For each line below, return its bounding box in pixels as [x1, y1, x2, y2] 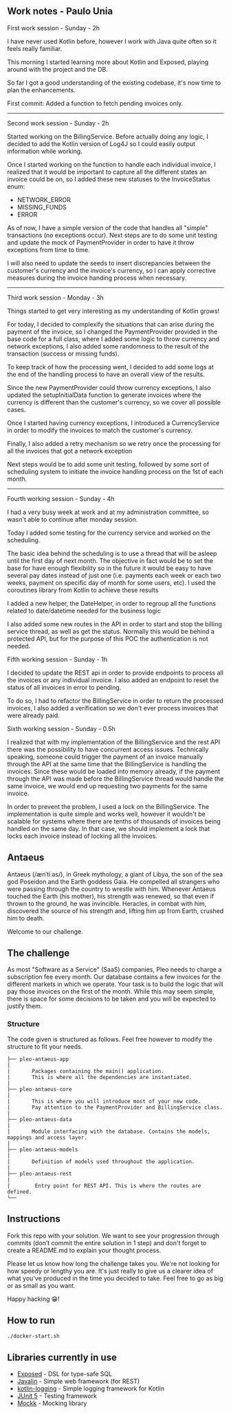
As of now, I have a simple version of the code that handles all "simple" [7, 223, 208, 232]
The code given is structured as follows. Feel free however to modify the [7, 1035, 213, 1043]
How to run [7, 1314, 56, 1326]
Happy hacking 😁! [7, 1295, 60, 1303]
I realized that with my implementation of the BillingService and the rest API [7, 737, 221, 746]
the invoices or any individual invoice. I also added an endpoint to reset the [7, 675, 219, 684]
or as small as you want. [7, 1281, 76, 1289]
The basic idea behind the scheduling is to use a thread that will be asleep [7, 549, 217, 557]
